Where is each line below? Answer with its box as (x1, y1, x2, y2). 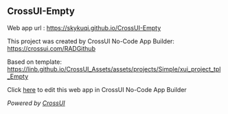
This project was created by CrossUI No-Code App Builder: (7, 37, 175, 45)
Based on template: (7, 58, 62, 66)
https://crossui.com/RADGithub (7, 44, 96, 52)
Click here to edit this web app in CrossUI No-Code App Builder (7, 85, 187, 93)
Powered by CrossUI (7, 99, 65, 107)
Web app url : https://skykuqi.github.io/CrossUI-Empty (7, 23, 161, 32)
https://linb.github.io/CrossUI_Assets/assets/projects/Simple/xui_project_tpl (7, 65, 221, 73)
